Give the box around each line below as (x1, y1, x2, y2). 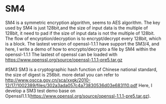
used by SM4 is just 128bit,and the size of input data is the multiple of (5, 24, 148, 30)
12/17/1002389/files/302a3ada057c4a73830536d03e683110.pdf (5, 82, 138, 88)
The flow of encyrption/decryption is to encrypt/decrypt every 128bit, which (5, 35, 162, 41)
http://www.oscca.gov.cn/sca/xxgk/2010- (5, 77, 91, 83)
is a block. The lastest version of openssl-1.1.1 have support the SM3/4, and (5, 40, 160, 46)
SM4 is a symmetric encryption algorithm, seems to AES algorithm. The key (5, 19, 161, 25)
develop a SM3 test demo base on (5, 87, 76, 93)
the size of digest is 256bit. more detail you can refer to (5, 71, 119, 77)
